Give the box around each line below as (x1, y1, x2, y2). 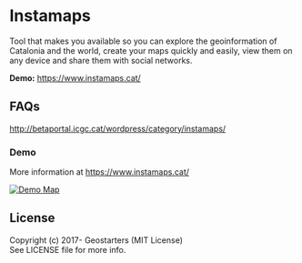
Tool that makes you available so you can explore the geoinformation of (9, 35, 277, 46)
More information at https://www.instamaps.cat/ (9, 167, 189, 177)
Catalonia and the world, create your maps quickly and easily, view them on (9, 45, 293, 56)
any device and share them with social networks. (9, 55, 193, 66)
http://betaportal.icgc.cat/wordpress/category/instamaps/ (9, 123, 226, 134)
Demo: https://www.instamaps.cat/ (9, 72, 141, 83)
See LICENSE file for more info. (9, 244, 126, 255)
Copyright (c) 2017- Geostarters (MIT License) (9, 234, 184, 246)
